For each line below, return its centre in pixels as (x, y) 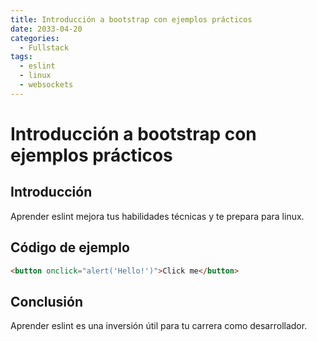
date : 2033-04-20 (46, 29)
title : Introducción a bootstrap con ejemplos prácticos (131, 19)
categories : (35, 38)
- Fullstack (44, 47)
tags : (21, 57)
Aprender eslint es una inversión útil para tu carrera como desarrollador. (159, 326)
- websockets (46, 85)
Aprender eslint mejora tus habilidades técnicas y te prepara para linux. (157, 216)
